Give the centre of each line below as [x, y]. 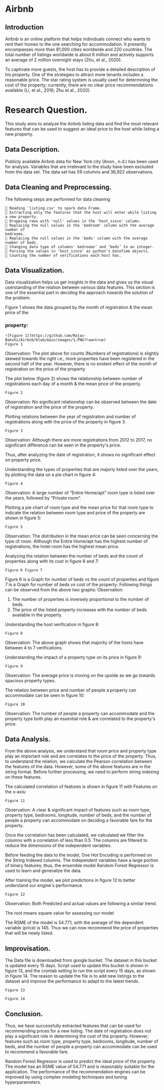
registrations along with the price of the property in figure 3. [66, 421]
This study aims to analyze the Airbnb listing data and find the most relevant [82, 123]
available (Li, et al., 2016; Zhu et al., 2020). [48, 90]
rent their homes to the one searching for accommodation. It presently [76, 44]
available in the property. [37, 615]
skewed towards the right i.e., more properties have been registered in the [80, 358]
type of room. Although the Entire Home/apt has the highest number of [76, 541]
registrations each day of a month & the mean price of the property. [73, 384]
